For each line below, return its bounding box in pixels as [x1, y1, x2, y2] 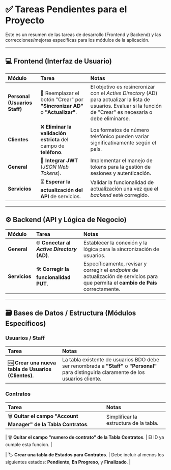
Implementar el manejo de [90, 156, 153, 164]
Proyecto [5, 15, 45, 26]
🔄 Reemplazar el [40, 89, 80, 97]
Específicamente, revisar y [83, 260, 147, 267]
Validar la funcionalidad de [90, 179, 154, 186]
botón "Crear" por [40, 96, 83, 103]
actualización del [40, 186, 83, 194]
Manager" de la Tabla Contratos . [8, 421, 89, 428]
